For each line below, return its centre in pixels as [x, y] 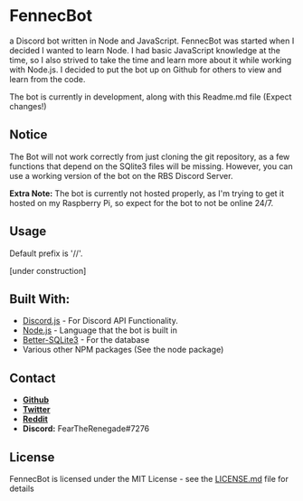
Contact [33, 378]
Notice [28, 135]
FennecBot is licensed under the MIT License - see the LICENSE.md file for [149, 479]
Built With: [40, 299]
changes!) [28, 106]
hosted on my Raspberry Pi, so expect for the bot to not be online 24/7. [142, 203]
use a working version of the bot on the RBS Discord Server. [121, 175]
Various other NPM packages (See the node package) [123, 350]
